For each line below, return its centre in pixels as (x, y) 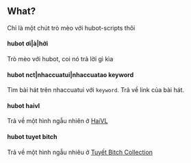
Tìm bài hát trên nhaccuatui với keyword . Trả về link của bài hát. (96, 90)
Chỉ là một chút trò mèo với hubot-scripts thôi (71, 28)
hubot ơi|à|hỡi (28, 43)
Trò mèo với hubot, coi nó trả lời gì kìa (60, 59)
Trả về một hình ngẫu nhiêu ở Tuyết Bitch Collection (80, 152)
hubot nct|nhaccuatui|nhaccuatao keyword (71, 74)
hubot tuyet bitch (32, 137)
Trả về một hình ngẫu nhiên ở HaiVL (58, 121)
